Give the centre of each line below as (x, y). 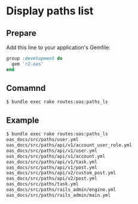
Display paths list (50, 11)
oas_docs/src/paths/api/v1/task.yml (52, 162)
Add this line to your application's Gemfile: (58, 47)
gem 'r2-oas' (28, 64)
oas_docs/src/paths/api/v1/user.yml (52, 151)
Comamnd (26, 88)
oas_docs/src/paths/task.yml (42, 184)
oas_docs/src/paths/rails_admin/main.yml (59, 195)
